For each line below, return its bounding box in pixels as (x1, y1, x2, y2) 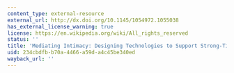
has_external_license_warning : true (7, 23, 114, 30)
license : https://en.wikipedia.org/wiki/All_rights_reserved (7, 29, 189, 37)
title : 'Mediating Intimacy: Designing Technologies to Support (7, 42, 198, 49)
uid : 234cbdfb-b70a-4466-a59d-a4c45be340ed (7, 49, 136, 56)
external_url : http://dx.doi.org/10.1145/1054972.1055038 (7, 17, 179, 24)
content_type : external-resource (7, 10, 104, 17)
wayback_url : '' (7, 56, 54, 63)
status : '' (7, 36, 39, 43)
